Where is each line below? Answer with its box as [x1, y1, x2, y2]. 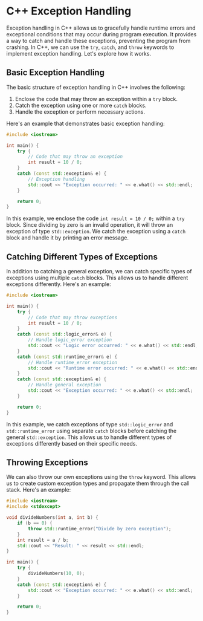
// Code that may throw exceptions [28, 314, 118, 320]
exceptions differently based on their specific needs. [6, 440, 138, 447]
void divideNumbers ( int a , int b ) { [6, 515, 98, 521]
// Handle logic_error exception [28, 337, 112, 343]
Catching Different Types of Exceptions [6, 252, 158, 262]
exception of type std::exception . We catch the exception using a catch [6, 228, 186, 235]
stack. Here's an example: [6, 486, 71, 493]
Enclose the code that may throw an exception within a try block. [14, 95, 178, 102]
